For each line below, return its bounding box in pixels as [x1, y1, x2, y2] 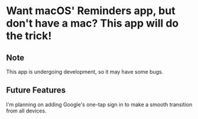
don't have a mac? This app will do [6, 16, 179, 30]
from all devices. [6, 107, 47, 114]
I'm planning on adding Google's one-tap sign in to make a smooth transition [6, 101, 193, 108]
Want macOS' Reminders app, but [6, 4, 176, 18]
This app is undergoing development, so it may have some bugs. [6, 68, 164, 75]
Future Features [6, 85, 66, 95]
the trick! [6, 29, 52, 42]
